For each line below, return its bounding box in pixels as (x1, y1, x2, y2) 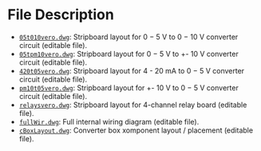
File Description (7, 6, 115, 24)
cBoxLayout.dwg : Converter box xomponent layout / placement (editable (18, 125, 253, 135)
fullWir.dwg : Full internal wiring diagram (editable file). (18, 117, 200, 126)
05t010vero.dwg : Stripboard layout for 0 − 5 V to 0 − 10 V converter (18, 32, 239, 42)
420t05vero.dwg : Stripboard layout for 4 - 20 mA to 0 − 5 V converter (18, 66, 245, 75)
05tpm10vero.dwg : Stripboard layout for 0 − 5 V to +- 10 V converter (18, 49, 239, 58)
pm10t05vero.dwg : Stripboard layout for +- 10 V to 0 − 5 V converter (18, 82, 239, 93)
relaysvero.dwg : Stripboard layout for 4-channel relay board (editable (18, 100, 247, 109)
